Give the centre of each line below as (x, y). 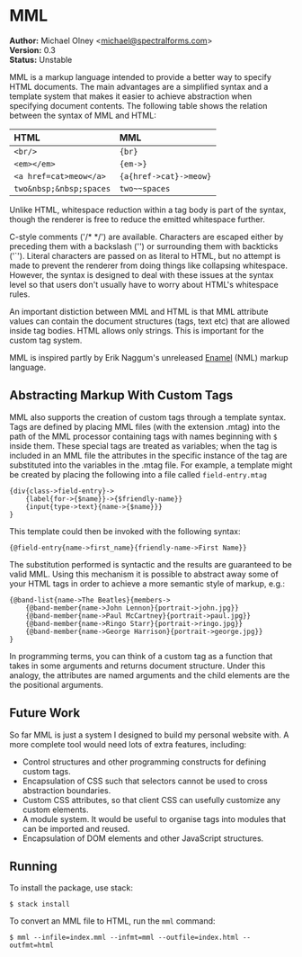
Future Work (45, 713)
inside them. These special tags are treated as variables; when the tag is (143, 445)
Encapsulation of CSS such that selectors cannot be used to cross (145, 781)
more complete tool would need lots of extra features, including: (128, 744)
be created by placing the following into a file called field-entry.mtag (138, 474)
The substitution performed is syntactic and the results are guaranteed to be (151, 564)
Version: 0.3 (32, 49)
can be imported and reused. (76, 828)
